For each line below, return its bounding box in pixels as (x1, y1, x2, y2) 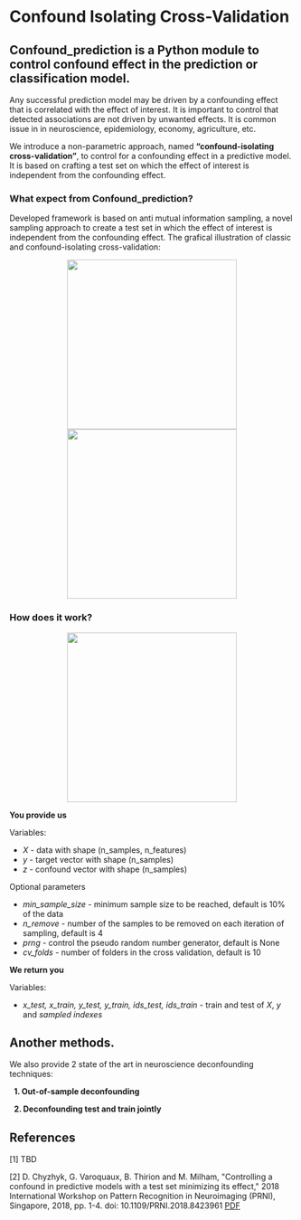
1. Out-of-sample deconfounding (13, 1086, 140, 1097)
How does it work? (9, 611, 93, 624)
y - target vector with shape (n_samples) (22, 854, 174, 865)
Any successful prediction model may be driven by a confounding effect (9, 95, 278, 105)
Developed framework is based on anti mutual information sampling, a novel (9, 213, 293, 223)
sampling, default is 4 (22, 927, 104, 938)
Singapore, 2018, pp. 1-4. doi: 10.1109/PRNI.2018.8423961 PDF (9, 1200, 241, 1211)
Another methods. (9, 1035, 115, 1050)
